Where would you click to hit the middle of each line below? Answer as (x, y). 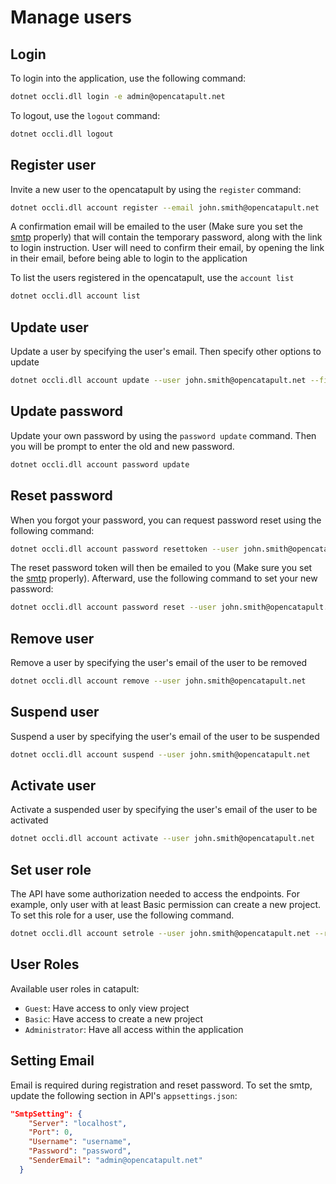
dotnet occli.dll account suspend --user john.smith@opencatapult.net (160, 754)
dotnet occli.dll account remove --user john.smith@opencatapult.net (158, 681)
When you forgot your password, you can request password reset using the (166, 520)
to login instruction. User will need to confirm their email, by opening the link (167, 248)
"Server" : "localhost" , (78, 1123)
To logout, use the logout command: (85, 115)
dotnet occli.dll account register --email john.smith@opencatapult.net (165, 207)
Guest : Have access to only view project (107, 1008)
